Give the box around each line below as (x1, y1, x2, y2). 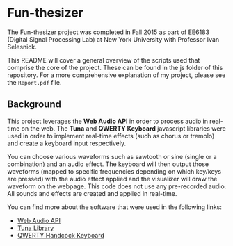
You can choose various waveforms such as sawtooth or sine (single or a (7, 152, 217, 161)
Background (7, 99, 61, 110)
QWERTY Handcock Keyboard (17, 231, 104, 239)
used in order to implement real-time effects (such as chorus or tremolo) (7, 131, 215, 140)
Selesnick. (7, 42, 37, 51)
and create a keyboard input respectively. (7, 139, 127, 147)
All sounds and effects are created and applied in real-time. (7, 189, 177, 197)
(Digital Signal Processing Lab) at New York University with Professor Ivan (7, 35, 220, 43)
